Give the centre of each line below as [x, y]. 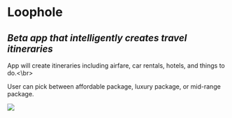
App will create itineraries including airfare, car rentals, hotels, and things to [116, 66]
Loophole [35, 12]
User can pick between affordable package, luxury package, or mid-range [114, 87]
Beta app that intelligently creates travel [97, 38]
